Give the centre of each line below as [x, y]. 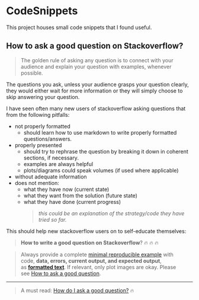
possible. [32, 73]
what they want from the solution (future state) [81, 195]
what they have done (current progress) [72, 202]
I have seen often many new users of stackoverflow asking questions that [96, 108]
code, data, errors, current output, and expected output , [91, 261]
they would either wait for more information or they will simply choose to [94, 91]
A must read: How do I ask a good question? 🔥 [77, 290]
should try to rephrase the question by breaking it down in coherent [106, 151]
